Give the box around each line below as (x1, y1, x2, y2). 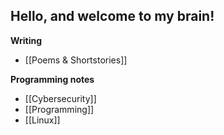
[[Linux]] (24, 114, 61, 126)
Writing (10, 34, 43, 46)
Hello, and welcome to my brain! (10, 8, 215, 25)
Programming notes (10, 73, 95, 85)
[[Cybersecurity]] (24, 92, 97, 104)
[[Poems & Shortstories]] (24, 54, 128, 66)
